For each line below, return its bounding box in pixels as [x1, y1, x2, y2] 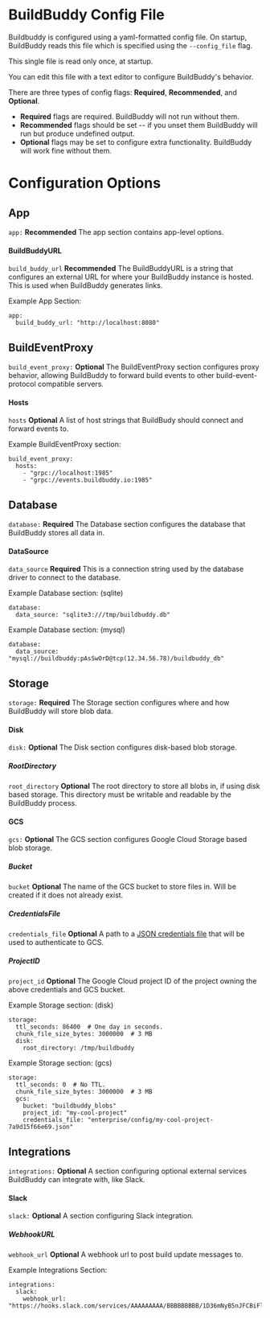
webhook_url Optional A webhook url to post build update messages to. [8, 1250, 243, 1259]
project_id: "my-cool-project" [22, 1109, 128, 1117]
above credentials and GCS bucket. [8, 985, 126, 995]
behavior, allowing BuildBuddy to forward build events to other [8, 370, 215, 380]
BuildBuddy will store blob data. [8, 706, 114, 716]
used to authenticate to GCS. [8, 938, 104, 947]
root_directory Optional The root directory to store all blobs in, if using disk [8, 782, 260, 791]
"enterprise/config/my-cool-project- [87, 1116, 215, 1124]
